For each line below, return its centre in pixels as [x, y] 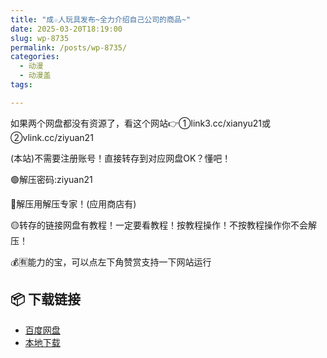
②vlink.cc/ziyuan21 [52, 137]
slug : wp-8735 [40, 38]
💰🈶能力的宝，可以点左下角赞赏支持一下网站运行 [111, 262]
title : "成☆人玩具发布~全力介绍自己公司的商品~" [101, 19]
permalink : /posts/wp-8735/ [69, 47]
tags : [21, 85]
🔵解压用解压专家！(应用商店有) [73, 203]
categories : [35, 57]
